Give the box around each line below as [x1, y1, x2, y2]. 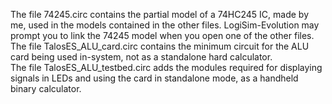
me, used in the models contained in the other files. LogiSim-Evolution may [10, 19, 320, 31]
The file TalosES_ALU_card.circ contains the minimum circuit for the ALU [10, 40, 310, 52]
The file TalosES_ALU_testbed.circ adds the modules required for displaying [10, 62, 323, 73]
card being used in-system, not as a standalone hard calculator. [10, 51, 273, 63]
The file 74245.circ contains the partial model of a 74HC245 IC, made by [10, 9, 310, 20]
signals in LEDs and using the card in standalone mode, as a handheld [10, 72, 299, 84]
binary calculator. [10, 83, 82, 94]
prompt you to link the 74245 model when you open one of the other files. [10, 30, 315, 41]
